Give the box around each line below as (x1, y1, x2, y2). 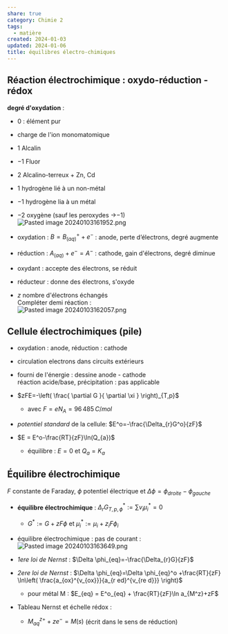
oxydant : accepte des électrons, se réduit (17, 264, 137, 272)
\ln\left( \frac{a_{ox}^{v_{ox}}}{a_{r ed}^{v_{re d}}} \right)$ (17, 576, 183, 584)
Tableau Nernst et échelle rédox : (17, 603, 113, 611)
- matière (13, 29, 41, 37)
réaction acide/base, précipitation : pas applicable (17, 378, 160, 386)
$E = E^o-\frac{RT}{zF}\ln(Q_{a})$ (17, 433, 115, 442)
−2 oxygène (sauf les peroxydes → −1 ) (17, 210, 126, 219)
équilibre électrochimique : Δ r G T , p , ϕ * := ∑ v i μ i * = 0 (17, 502, 163, 513)
